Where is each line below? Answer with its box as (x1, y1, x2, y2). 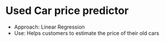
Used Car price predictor (5, 4, 129, 17)
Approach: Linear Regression (14, 23, 85, 30)
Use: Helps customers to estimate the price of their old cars (14, 29, 160, 36)
